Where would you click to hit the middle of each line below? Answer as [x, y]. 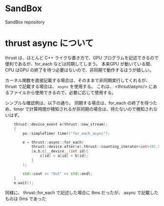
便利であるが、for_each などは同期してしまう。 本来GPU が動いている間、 [80, 63]
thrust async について [49, 43]
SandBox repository [25, 22]
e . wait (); [24, 183]
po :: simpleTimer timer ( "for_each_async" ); [66, 133]
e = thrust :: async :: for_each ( [53, 142]
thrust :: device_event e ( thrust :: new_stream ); [61, 124]
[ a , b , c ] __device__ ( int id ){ [60, 151]
